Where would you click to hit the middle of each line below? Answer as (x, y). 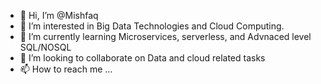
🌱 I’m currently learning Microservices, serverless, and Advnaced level (165, 36)
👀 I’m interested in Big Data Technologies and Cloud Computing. (152, 26)
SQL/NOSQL (45, 47)
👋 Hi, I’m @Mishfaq (59, 15)
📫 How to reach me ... (66, 69)
